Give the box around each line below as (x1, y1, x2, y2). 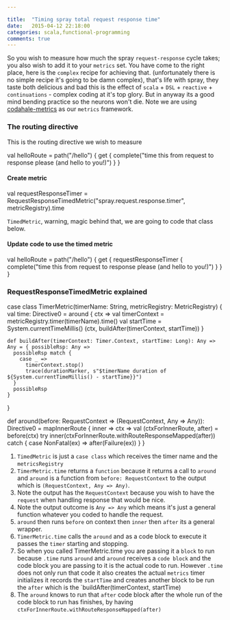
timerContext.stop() (25, 361, 84, 369)
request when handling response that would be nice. (16, 496, 166, 504)
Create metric (7, 174, 48, 182)
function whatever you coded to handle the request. (16, 510, 164, 518)
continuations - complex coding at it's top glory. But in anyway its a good (7, 91, 215, 99)
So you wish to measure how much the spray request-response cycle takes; (7, 54, 220, 62)
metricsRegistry (16, 461, 64, 468)
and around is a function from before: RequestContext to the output (16, 474, 207, 482)
